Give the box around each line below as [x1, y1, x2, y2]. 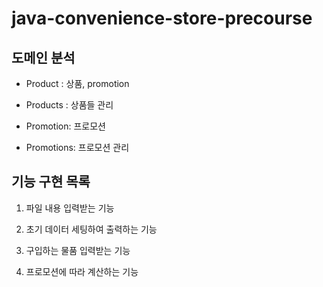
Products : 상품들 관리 [25, 99, 114, 111]
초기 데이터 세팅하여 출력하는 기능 [25, 223, 158, 235]
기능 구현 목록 [11, 173, 91, 191]
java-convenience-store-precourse [11, 7, 313, 30]
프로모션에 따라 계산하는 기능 [25, 265, 139, 277]
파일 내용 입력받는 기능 [25, 202, 115, 214]
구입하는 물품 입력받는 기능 [25, 244, 131, 256]
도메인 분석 [11, 49, 76, 66]
